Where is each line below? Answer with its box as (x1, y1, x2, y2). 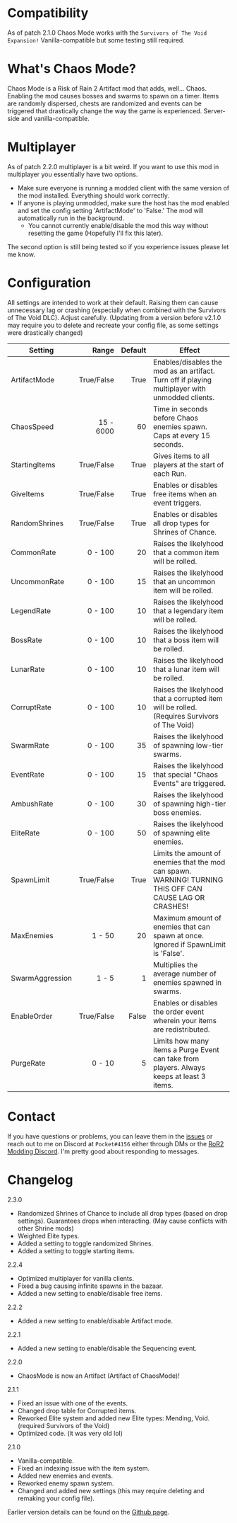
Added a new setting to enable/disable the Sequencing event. (17, 1344, 197, 1352)
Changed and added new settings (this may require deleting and (17, 1486, 205, 1495)
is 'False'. (152, 948, 185, 958)
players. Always (152, 1062, 206, 1072)
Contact (7, 1108, 56, 1124)
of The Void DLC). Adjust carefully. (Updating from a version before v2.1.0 (7, 313, 221, 321)
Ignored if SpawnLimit (152, 940, 226, 949)
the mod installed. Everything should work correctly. (17, 191, 170, 200)
